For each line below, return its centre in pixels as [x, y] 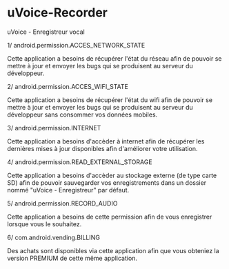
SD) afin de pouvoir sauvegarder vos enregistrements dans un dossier [107, 182]
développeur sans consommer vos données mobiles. [82, 114]
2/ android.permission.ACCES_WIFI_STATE [68, 86]
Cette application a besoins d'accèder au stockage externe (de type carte [112, 175]
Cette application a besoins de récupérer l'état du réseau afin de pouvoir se [114, 58]
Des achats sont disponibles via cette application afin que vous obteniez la [113, 250]
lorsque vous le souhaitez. [44, 224]
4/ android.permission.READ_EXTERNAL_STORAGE [80, 162]
